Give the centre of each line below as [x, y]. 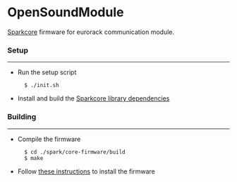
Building [22, 117]
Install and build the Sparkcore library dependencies [93, 98]
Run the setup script [47, 72]
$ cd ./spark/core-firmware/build [75, 152]
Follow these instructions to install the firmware [86, 171]
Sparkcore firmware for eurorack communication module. [91, 32]
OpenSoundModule [66, 12]
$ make [34, 158]
